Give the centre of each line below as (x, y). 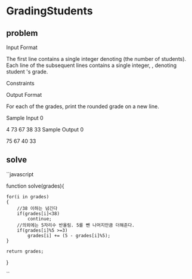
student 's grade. (27, 72)
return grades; (25, 251)
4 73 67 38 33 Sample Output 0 (45, 129)
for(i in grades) (28, 197)
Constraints (20, 83)
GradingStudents (50, 11)
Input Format (22, 47)
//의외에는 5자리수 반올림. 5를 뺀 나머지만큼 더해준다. (76, 225)
